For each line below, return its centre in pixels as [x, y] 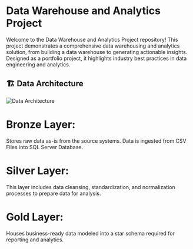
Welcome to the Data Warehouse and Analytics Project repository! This [92, 39]
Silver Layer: [38, 171]
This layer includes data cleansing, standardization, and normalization [91, 187]
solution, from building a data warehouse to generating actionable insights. [97, 52]
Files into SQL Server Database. [45, 147]
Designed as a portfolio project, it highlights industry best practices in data [96, 58]
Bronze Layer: [41, 124]
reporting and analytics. [35, 240]
